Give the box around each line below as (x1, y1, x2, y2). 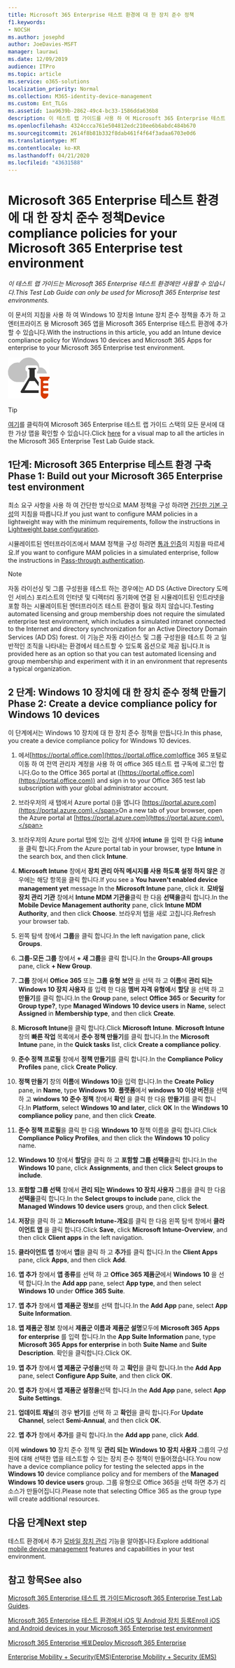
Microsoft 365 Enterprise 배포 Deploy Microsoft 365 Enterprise (8, 1639, 187, 1647)
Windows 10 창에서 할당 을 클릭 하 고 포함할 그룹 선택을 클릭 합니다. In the (17, 1155, 218, 1164)
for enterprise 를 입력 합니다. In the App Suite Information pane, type (17, 1332, 216, 1340)
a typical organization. (8, 664, 72, 673)
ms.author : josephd (8, 34, 65, 41)
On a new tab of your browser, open (118, 806, 223, 814)
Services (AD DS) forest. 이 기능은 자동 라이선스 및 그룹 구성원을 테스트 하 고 (8, 632, 220, 641)
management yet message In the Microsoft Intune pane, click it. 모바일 (17, 884, 225, 893)
